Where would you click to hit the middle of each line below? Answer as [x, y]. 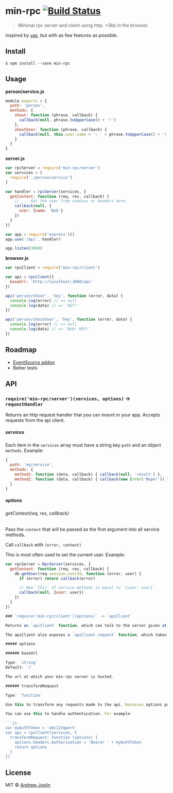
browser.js [17, 258]
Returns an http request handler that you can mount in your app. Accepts [83, 415]
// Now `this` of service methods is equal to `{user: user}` [87, 588]
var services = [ [24, 173]
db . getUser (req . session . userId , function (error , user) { [78, 574]
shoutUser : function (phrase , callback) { [61, 129]
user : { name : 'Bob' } [41, 211]
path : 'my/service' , [32, 465]
